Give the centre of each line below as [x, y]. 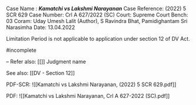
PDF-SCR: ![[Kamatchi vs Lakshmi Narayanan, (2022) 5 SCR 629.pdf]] [91, 84]
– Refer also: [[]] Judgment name [46, 62]
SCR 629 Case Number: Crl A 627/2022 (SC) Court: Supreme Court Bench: [97, 15]
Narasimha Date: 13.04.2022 [41, 27]
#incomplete [21, 50]
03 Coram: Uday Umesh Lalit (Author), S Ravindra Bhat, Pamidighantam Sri [97, 21]
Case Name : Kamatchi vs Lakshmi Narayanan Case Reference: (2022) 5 [96, 9]
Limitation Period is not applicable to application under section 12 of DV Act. [98, 39]
